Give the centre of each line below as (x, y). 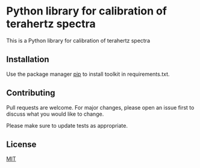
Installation (28, 59)
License (21, 144)
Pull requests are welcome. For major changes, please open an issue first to (100, 107)
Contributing (31, 93)
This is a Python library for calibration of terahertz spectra (78, 40)
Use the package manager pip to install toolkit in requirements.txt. (88, 74)
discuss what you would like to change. (55, 114)
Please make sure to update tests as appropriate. (67, 125)
